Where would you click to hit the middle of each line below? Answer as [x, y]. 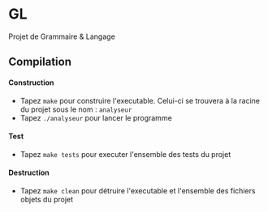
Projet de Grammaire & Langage [62, 36]
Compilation [40, 62]
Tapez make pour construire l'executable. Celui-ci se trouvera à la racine [140, 100]
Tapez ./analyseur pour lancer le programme [96, 117]
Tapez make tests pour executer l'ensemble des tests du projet [125, 154]
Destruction [29, 173]
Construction [31, 83]
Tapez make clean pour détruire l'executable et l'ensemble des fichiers [138, 190]
